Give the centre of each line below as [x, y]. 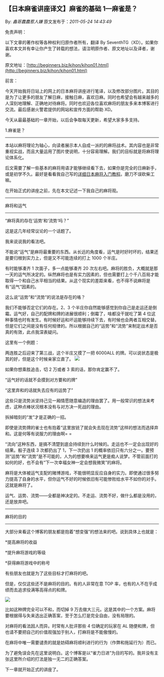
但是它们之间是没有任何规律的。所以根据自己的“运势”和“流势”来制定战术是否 [82, 326]
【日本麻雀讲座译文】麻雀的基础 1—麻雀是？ [72, 9]
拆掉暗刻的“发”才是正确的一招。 [37, 417]
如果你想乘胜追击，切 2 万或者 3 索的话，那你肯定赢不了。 [63, 369]
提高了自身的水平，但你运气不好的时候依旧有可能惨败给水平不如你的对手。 [84, 479]
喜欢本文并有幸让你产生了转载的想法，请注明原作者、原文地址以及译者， [78, 48]
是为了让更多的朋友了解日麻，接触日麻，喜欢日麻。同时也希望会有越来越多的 [82, 97]
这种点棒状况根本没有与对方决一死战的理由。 [58, 407]
